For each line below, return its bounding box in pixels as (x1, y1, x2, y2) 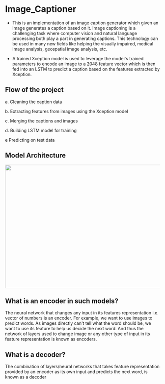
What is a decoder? (5, 350, 66, 359)
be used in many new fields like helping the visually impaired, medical (12, 40, 154, 46)
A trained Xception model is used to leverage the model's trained (12, 55, 144, 61)
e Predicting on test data (5, 137, 55, 143)
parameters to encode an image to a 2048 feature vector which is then (12, 61, 156, 67)
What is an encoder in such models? (5, 297, 119, 305)
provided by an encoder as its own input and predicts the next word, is (5, 369, 148, 375)
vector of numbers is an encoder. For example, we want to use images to (5, 315, 153, 321)
